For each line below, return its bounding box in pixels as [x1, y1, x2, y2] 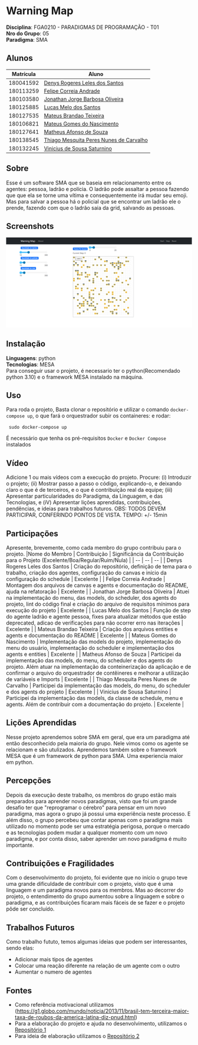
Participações [6, 528, 59, 538]
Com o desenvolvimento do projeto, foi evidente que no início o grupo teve [6, 874, 187, 881]
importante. [6, 842, 34, 849]
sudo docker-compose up [8, 425, 67, 431]
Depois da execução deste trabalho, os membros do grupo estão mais [6, 791, 177, 798]
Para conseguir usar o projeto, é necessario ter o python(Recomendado [6, 367, 181, 374]
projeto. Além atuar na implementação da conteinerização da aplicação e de [6, 663, 192, 670]
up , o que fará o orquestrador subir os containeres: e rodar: [27, 412, 171, 419]
